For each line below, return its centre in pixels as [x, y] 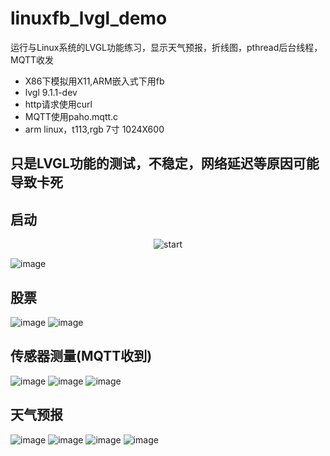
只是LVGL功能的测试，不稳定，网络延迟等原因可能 [165, 163]
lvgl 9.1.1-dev [51, 92]
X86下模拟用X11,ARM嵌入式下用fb [94, 81]
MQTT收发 [32, 59]
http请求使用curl [58, 104]
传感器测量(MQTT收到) [81, 356]
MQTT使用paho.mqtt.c [71, 116]
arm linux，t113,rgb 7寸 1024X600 [94, 129]
